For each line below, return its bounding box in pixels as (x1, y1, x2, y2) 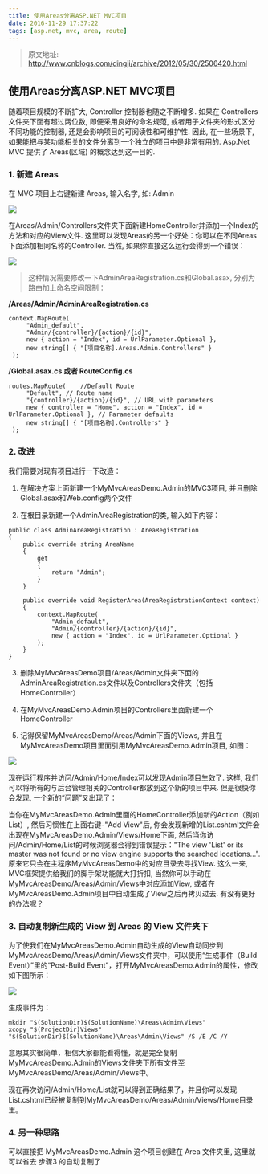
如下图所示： (8, 971, 51, 980)
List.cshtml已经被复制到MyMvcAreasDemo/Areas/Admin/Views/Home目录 (8, 1095, 254, 1105)
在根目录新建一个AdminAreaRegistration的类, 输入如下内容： (19, 510, 221, 520)
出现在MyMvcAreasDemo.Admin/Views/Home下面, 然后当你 (8, 830, 207, 839)
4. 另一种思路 (8, 1127, 60, 1138)
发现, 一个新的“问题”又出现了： (14, 793, 118, 802)
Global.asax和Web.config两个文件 (19, 493, 132, 503)
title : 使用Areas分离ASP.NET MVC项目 (8, 11, 128, 20)
